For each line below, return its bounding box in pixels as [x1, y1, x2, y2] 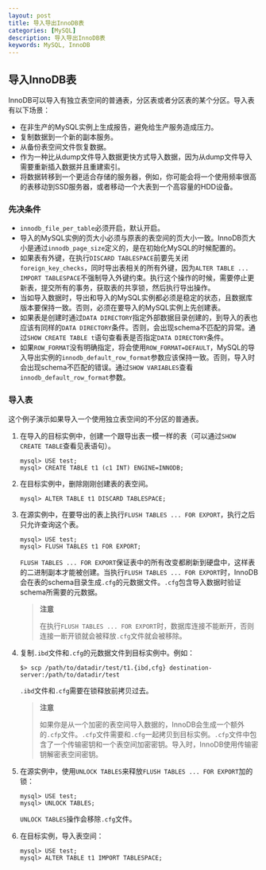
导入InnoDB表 [8, 72, 77, 86]
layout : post [8, 11, 52, 20]
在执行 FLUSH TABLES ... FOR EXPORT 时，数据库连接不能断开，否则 [39, 621, 254, 630]
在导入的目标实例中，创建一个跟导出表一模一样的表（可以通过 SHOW [19, 431, 237, 440]
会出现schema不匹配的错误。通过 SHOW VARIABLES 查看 [19, 363, 193, 373]
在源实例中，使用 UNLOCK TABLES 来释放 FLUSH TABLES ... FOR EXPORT [19, 766, 240, 776]
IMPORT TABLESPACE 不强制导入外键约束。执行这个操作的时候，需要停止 [19, 273, 248, 283]
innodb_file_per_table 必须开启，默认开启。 [19, 224, 165, 233]
